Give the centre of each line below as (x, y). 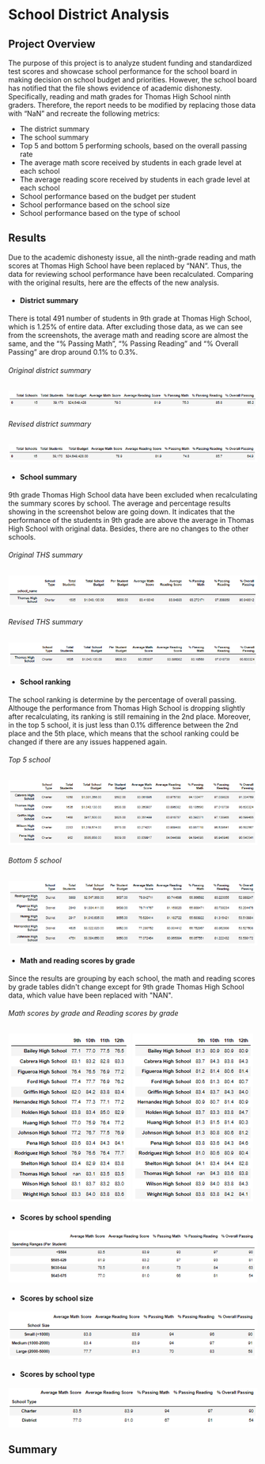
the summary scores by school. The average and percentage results (119, 503)
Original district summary (50, 370)
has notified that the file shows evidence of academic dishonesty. (115, 88)
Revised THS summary (45, 622)
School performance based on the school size (95, 205)
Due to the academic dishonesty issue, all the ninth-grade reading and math (132, 257)
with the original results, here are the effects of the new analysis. (114, 282)
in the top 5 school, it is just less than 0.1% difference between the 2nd (123, 724)
